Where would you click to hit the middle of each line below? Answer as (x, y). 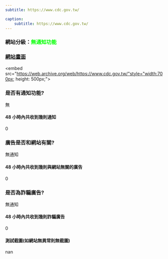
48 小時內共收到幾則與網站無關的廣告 (44, 167)
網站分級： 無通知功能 (31, 42)
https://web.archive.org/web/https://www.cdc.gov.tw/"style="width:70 (90, 73)
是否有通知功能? (25, 93)
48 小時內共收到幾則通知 (31, 117)
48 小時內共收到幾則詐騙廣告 (35, 217)
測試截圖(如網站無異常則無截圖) (38, 240)
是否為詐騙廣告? (25, 193)
